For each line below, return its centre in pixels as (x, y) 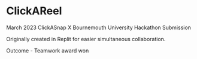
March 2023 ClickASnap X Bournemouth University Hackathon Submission (99, 27)
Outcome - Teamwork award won (48, 50)
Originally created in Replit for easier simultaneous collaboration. (86, 39)
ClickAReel (34, 11)
